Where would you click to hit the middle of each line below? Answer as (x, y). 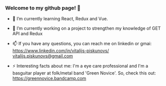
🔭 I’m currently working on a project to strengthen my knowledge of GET (86, 28)
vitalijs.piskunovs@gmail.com (42, 56)
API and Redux (28, 34)
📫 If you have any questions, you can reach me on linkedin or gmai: (82, 44)
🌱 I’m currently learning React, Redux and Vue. (60, 19)
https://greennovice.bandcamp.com (49, 79)
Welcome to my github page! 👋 (43, 8)
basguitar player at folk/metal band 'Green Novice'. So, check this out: (84, 73)
